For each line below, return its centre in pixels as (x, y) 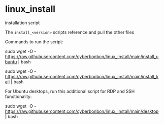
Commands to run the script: (34, 42)
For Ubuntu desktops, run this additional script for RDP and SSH (70, 91)
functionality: (18, 96)
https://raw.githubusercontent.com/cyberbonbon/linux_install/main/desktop (82, 111)
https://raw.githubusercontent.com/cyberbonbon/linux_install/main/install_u (82, 56)
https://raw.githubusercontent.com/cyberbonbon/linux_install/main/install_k (82, 76)
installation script (23, 23)
